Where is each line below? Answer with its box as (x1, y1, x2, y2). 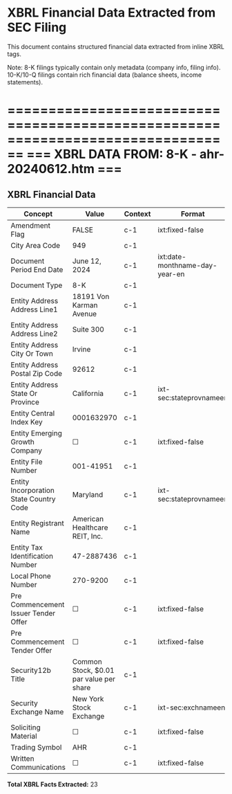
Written (10, 753, 35, 763)
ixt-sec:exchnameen (157, 703, 226, 712)
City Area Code (10, 240, 61, 250)
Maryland (72, 489, 104, 499)
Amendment (10, 220, 50, 230)
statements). (7, 78, 43, 86)
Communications (10, 762, 66, 772)
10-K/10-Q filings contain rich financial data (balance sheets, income (7, 71, 202, 79)
